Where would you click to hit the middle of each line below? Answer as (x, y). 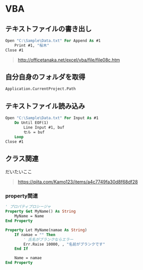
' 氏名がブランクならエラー (48, 239)
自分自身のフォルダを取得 (45, 77)
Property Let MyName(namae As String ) (46, 230)
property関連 (22, 196)
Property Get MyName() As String (41, 211)
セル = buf (34, 132)
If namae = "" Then (35, 235)
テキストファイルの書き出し (49, 29)
